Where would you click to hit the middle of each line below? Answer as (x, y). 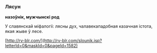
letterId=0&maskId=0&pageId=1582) (41, 46)
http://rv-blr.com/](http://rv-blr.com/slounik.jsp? (54, 41)
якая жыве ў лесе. (24, 32)
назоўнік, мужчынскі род (32, 17)
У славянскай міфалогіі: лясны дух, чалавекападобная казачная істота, (79, 26)
